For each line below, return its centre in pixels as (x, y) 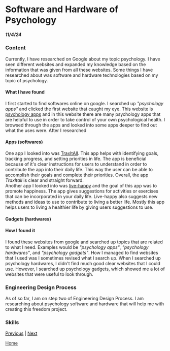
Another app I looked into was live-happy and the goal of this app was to (81, 185)
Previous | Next (21, 333)
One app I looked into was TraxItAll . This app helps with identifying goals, (82, 153)
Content (16, 48)
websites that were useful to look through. (49, 274)
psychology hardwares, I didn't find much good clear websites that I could (83, 263)
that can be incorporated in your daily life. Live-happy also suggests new (81, 196)
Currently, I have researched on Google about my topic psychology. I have (83, 59)
